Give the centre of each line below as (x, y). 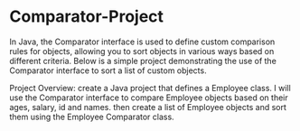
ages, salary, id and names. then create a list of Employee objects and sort (148, 107)
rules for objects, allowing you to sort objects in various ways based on (142, 51)
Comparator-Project (87, 17)
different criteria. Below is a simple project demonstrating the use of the (143, 61)
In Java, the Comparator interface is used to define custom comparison (142, 42)
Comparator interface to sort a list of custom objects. (108, 70)
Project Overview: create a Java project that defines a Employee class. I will (150, 88)
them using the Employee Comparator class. (92, 117)
